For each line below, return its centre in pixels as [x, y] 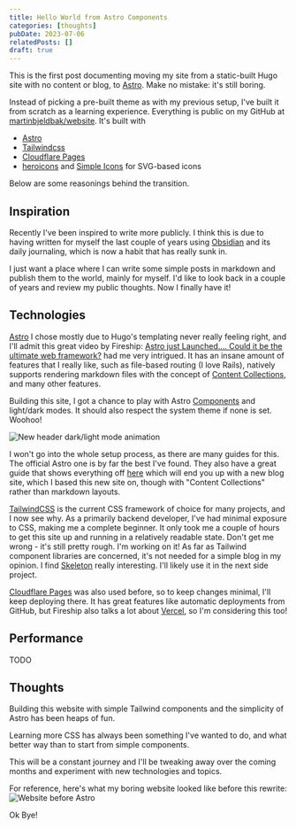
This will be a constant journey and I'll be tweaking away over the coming [143, 762]
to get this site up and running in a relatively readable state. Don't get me [141, 537]
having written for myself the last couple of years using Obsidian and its [140, 242]
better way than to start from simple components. [99, 745]
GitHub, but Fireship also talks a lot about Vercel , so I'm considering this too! [148, 610]
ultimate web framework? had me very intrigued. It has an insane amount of [147, 355]
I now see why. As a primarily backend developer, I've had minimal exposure [148, 518]
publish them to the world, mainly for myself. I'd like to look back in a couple [147, 278]
